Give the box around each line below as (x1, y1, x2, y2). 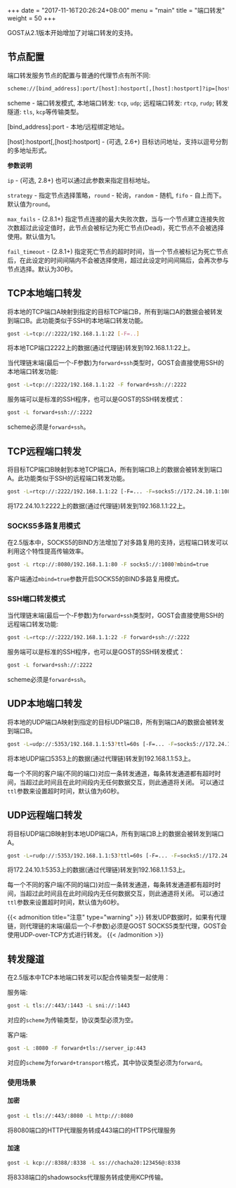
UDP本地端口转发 (7, 698, 83, 710)
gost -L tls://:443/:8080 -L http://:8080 (7, 1113, 133, 1120)
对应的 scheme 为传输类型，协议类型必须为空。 (7, 1016, 137, 1024)
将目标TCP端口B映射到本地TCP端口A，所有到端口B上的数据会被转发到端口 (7, 465, 223, 473)
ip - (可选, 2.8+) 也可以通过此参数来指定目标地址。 (7, 176, 154, 184)
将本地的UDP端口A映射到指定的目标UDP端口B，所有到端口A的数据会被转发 (7, 718, 225, 726)
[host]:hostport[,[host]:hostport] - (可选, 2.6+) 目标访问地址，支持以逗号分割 (7, 137, 228, 146)
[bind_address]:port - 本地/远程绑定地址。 (7, 122, 129, 131)
